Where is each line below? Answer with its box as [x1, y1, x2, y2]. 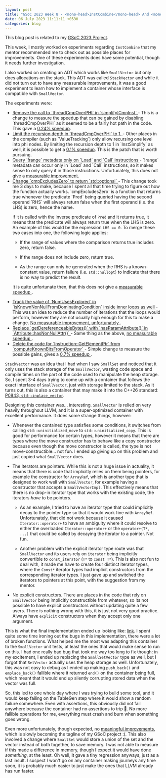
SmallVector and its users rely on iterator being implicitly [19, 551, 138, 557]
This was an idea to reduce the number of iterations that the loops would [12, 309, 161, 315]
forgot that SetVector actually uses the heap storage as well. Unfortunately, [5, 659, 158, 666]
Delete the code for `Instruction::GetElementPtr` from [12, 341, 120, 347]
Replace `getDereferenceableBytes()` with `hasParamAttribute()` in [12, 325, 148, 331]
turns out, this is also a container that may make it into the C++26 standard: [5, 387, 159, 393]
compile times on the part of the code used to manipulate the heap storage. [5, 372, 159, 378]
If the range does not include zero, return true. [19, 254, 115, 260]
